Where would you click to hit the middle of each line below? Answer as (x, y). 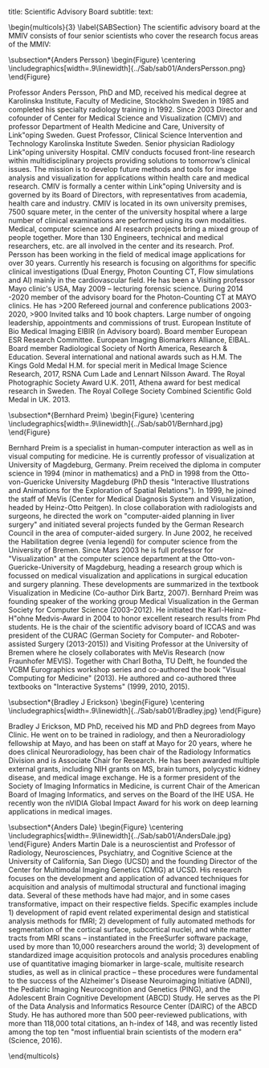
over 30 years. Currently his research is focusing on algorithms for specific (132, 263)
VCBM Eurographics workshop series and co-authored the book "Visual (127, 669)
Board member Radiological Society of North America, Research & (118, 348)
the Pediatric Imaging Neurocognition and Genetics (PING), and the (119, 989)
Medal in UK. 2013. (39, 399)
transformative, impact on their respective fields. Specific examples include (133, 904)
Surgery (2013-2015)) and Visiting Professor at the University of (143, 644)
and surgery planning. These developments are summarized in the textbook (134, 584)
